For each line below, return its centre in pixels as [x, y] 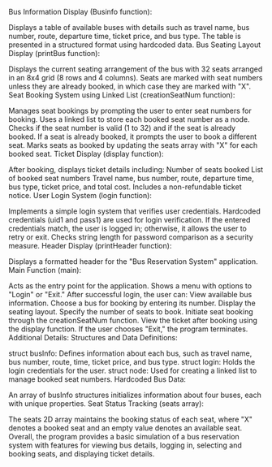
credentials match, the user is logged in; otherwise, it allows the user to [128, 228]
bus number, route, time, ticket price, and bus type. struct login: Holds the [132, 362]
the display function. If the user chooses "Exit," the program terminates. [128, 329]
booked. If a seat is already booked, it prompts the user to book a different [133, 136]
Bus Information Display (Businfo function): [80, 12]
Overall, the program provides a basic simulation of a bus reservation [124, 437]
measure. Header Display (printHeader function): [90, 246]
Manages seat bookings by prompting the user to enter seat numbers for [130, 110]
